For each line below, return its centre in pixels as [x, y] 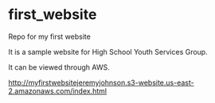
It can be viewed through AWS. [59, 67]
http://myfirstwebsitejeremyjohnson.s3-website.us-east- [101, 82]
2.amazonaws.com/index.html [58, 91]
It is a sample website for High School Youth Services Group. [108, 51]
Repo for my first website [50, 36]
